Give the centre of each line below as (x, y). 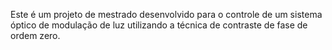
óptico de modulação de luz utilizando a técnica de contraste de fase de (159, 25)
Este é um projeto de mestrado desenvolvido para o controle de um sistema (166, 14)
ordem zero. (35, 35)
